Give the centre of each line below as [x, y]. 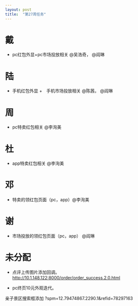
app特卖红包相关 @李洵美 [38, 163]
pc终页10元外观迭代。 [34, 288]
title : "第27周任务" [26, 14]
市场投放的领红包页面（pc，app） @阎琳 [53, 236]
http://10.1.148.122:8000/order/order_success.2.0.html [66, 278]
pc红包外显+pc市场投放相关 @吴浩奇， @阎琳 [58, 55]
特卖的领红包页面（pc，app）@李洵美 [51, 200]
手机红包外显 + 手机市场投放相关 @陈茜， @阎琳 [62, 91]
